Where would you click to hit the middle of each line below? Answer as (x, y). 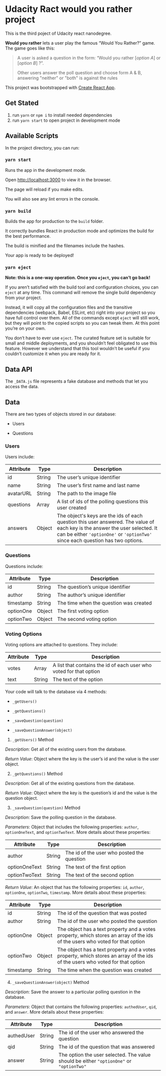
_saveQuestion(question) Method (46, 808)
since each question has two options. (100, 541)
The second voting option (87, 619)
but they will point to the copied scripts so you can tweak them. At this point (82, 323)
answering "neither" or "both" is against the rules (67, 78)
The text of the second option (100, 875)
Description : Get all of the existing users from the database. (66, 749)
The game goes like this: (30, 48)
